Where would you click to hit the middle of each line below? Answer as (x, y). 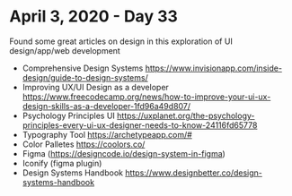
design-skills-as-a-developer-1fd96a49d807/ (106, 106)
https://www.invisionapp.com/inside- (214, 68)
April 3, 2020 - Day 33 (93, 17)
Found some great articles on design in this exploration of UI (121, 41)
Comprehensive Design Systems (83, 68)
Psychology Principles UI (68, 115)
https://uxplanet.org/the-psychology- (186, 115)
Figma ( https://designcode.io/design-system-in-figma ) (124, 153)
